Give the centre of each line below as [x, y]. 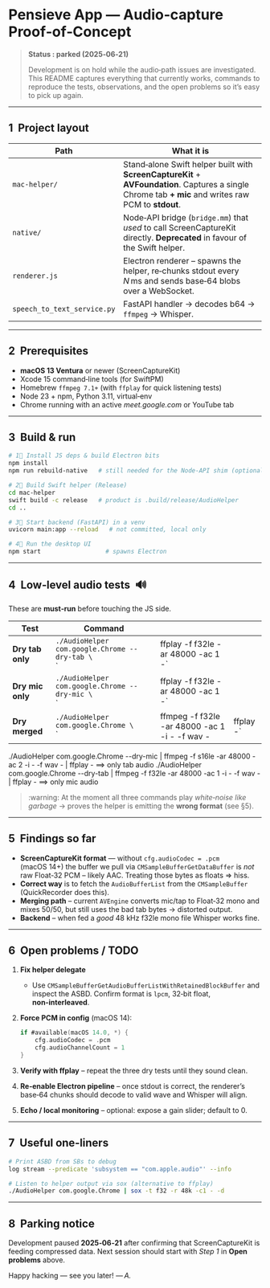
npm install [28, 464]
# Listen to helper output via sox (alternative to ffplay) [111, 1184]
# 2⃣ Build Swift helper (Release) [68, 485]
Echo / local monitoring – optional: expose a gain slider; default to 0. [133, 1110]
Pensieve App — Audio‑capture [116, 15]
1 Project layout [49, 128]
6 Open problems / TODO [74, 951]
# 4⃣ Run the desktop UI [50, 544]
